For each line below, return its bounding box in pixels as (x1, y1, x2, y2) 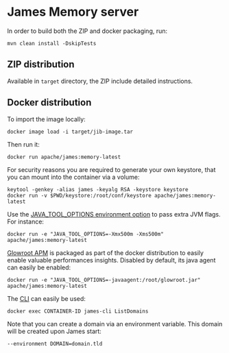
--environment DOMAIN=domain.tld (7, 340, 103, 347)
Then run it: (7, 140, 40, 148)
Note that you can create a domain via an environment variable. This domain (7, 319, 223, 328)
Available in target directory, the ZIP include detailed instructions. (7, 77, 193, 85)
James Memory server (7, 4, 139, 20)
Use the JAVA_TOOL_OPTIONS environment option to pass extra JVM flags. (7, 210, 221, 218)
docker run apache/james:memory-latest (7, 154, 121, 160)
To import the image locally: (7, 114, 86, 123)
